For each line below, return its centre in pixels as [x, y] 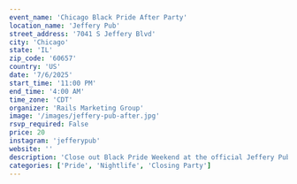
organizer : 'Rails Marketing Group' [76, 108]
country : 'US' [35, 67]
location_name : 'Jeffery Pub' [65, 26]
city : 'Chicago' [39, 42]
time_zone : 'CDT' [41, 100]
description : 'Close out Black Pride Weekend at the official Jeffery [142, 157]
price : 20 [27, 133]
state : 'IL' [31, 50]
